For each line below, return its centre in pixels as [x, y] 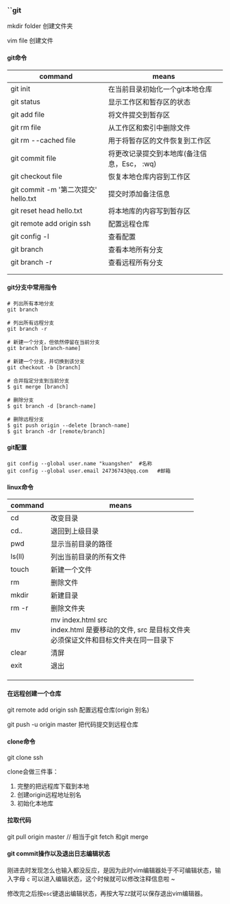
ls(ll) [18, 557]
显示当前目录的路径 [81, 544]
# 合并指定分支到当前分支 [38, 381]
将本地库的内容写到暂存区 [150, 211]
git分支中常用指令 [32, 288]
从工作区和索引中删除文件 [150, 128]
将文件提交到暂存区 [139, 115]
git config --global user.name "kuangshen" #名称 [80, 463]
